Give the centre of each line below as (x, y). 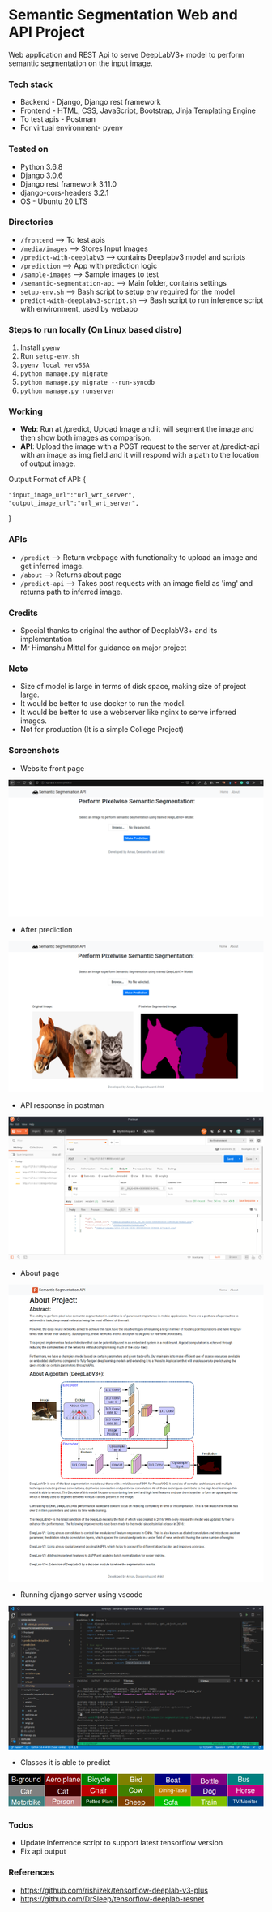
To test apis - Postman (57, 119)
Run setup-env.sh (49, 356)
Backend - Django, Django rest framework (90, 102)
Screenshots (34, 751)
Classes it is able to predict (65, 1763)
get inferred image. (52, 566)
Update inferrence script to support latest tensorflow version (121, 1843)
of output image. (48, 463)
